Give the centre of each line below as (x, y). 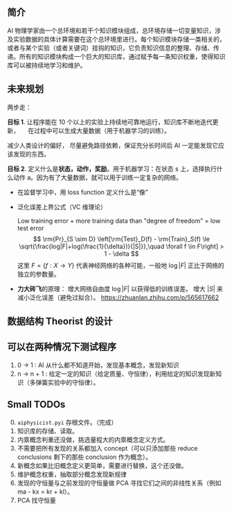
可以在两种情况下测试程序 (62, 347)
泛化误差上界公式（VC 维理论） (62, 207)
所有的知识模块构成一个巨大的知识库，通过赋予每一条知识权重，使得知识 (122, 56)
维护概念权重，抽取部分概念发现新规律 (72, 474)
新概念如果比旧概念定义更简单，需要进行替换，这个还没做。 (102, 465)
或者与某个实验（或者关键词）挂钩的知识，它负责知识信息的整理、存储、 (110, 48)
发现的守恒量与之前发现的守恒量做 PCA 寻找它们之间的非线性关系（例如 (119, 483)
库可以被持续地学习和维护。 (47, 65)
